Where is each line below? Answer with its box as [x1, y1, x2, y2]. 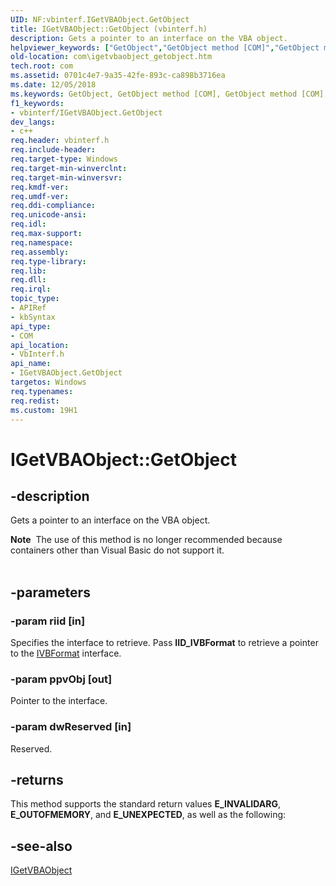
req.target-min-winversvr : [10, 172, 123, 183]
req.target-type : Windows [10, 154, 118, 164]
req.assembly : [10, 247, 70, 257]
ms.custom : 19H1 [10, 405, 78, 415]
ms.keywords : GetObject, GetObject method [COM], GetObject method [10, 89, 298, 99]
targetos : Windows [10, 377, 87, 387]
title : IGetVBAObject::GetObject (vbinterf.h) [10, 24, 208, 34]
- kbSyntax [10, 312, 56, 322]
